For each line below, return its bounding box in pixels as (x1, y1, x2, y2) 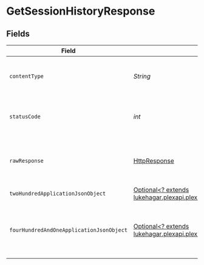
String (133, 72, 151, 80)
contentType (9, 73, 44, 80)
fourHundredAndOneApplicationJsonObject (9, 227, 127, 233)
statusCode (9, 113, 41, 120)
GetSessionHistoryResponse (6, 4, 155, 18)
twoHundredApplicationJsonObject (9, 190, 106, 197)
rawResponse (9, 157, 44, 164)
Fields (6, 29, 30, 39)
